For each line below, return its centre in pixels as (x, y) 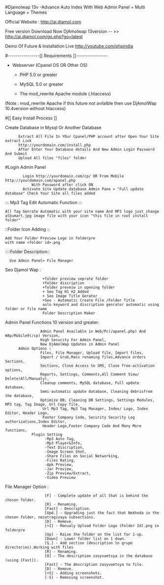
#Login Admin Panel (26, 167)
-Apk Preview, (59, 465)
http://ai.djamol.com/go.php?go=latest (44, 37)
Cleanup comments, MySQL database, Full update (90, 383)
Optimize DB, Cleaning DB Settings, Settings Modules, (97, 400)
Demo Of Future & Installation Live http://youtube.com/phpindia (69, 46)
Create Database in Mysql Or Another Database (53, 128)
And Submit (16, 154)
